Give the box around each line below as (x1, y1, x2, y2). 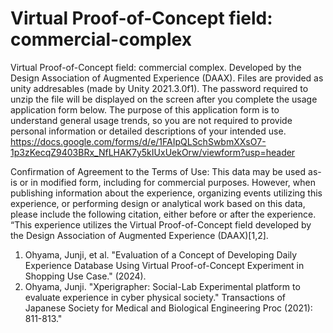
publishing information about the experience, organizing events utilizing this (10, 187, 323, 199)
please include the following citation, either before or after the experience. (10, 208, 317, 220)
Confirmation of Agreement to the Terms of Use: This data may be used (10, 165, 307, 177)
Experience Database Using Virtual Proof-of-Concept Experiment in (24, 259, 305, 271)
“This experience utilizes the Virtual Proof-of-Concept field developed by (10, 218, 312, 231)
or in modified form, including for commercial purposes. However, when (19, 176, 316, 188)
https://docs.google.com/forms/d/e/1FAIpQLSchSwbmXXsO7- (10, 135, 267, 147)
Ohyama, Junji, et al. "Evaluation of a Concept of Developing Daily (24, 248, 298, 261)
